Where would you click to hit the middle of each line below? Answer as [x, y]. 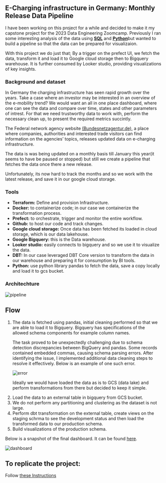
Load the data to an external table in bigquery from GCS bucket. [78, 397]
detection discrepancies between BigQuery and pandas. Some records [85, 347]
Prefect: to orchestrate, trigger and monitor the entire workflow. [77, 218]
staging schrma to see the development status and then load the [78, 418]
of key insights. [21, 69]
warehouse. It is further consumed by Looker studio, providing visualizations [83, 63]
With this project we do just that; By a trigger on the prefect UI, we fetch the [83, 53]
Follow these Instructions [31, 476]
